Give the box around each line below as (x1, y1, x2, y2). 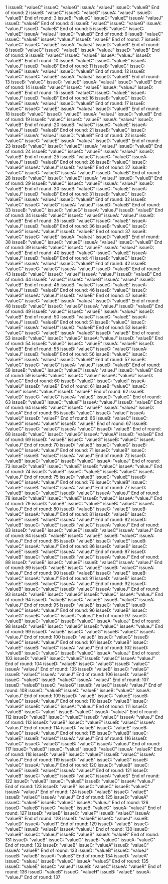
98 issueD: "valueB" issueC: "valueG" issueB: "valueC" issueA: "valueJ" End (5, 623, 163, 629)
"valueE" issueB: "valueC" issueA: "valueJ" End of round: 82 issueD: (5, 517, 147, 522)
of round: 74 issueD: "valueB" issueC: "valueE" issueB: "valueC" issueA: (5, 469, 154, 474)
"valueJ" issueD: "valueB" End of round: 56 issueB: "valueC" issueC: (5, 351, 147, 357)
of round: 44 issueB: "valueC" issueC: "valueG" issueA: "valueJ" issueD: (5, 276, 155, 282)
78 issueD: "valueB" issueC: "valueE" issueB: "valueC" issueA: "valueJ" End (5, 495, 162, 501)
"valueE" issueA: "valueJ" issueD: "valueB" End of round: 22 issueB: (5, 133, 146, 138)
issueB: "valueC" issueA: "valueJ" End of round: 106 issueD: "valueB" (5, 672, 149, 677)
